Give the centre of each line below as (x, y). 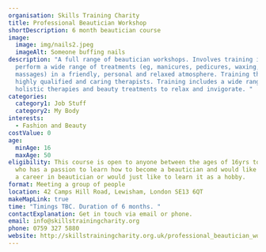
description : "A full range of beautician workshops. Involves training (131, 60)
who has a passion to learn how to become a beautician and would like (136, 170)
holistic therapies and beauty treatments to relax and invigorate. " (134, 89)
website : (23, 236)
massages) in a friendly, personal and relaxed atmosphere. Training (132, 74)
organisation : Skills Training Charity (74, 15)
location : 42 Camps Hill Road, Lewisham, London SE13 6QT (106, 192)
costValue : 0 (30, 133)
